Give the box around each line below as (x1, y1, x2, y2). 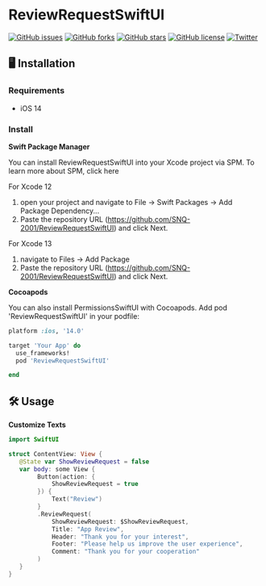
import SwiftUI (8, 436, 60, 444)
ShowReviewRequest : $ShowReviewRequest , (51, 517, 189, 525)
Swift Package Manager (8, 141, 90, 151)
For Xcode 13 (8, 238, 52, 248)
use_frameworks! (15, 349, 70, 357)
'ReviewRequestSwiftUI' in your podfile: (8, 311, 139, 320)
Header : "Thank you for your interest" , (51, 533, 189, 541)
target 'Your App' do (8, 341, 81, 350)
